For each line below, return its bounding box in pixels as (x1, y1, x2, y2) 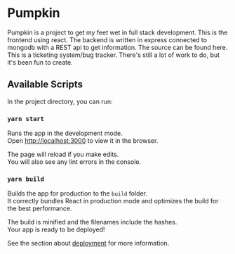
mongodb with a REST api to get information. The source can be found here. (7, 43, 228, 51)
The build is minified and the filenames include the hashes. (7, 218, 177, 227)
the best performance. (7, 204, 72, 212)
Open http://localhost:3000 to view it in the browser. (7, 136, 159, 145)
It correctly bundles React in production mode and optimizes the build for (7, 197, 219, 205)
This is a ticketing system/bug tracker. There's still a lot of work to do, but (7, 51, 220, 59)
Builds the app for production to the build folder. (7, 189, 148, 198)
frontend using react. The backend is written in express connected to (7, 35, 208, 44)
